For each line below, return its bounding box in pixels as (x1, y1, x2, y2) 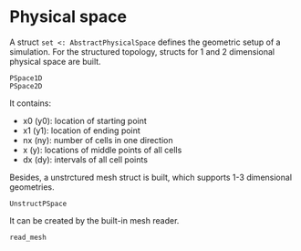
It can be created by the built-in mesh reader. (9, 214, 180, 225)
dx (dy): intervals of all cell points (22, 153, 149, 165)
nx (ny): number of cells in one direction (22, 134, 173, 145)
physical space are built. (9, 56, 102, 67)
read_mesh (9, 233, 47, 242)
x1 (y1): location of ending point (22, 125, 141, 136)
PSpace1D (9, 73, 43, 83)
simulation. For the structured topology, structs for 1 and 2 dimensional (9, 46, 275, 57)
